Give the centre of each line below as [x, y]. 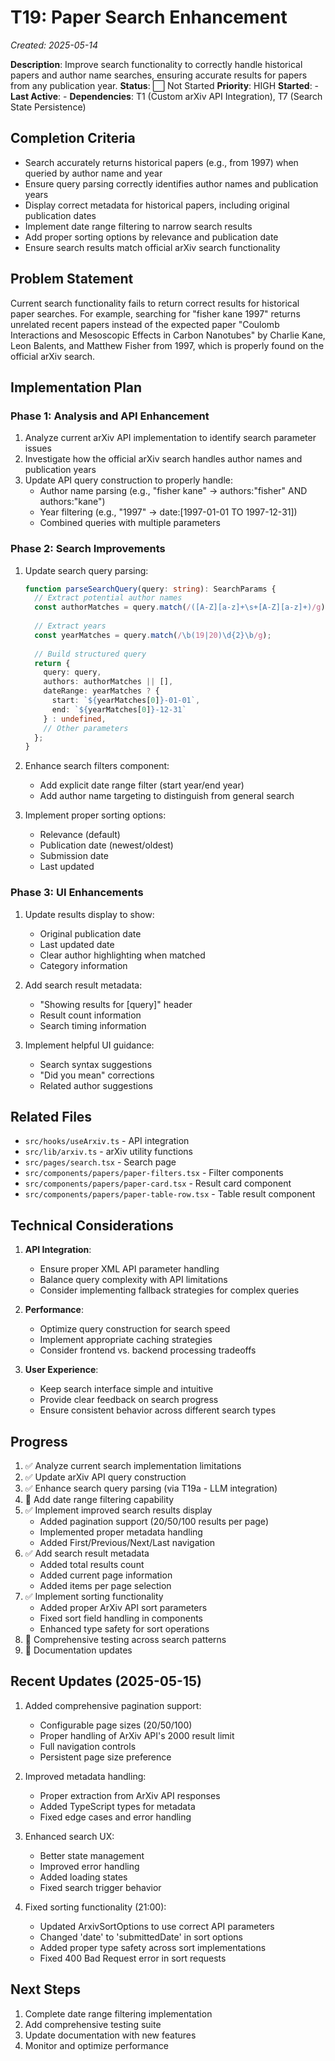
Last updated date [77, 944]
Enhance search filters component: [97, 766]
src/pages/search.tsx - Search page [100, 1162]
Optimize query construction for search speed [135, 1329]
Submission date [74, 856]
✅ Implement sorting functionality [94, 1597]
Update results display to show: [89, 914]
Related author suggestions [96, 1085]
